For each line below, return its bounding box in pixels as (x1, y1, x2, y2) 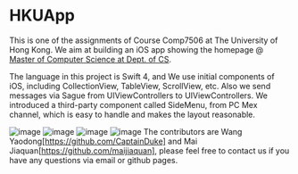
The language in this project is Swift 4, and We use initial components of (9, 70, 275, 81)
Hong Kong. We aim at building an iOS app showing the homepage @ (9, 44, 264, 54)
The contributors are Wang (143, 126, 243, 137)
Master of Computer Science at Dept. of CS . (9, 54, 172, 64)
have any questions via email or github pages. (9, 154, 178, 165)
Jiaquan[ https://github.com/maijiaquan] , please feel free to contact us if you (9, 145, 290, 156)
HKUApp (9, 5, 76, 26)
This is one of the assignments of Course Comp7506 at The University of (9, 35, 278, 46)
